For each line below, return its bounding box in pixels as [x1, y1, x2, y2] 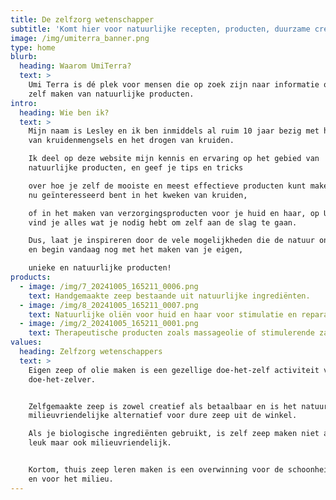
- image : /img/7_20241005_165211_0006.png [19, 281, 199, 291]
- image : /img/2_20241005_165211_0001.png [19, 319, 199, 329]
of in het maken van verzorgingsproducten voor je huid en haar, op [28, 208, 320, 218]
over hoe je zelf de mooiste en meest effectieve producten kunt [28, 181, 307, 191]
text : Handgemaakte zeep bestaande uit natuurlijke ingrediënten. [28, 291, 311, 301]
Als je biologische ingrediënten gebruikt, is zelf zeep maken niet [28, 429, 320, 439]
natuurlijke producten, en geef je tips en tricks [28, 163, 244, 173]
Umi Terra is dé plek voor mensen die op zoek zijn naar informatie [28, 80, 320, 90]
